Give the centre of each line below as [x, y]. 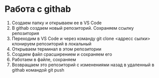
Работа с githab [38, 9]
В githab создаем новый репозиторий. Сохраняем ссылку [73, 28]
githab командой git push [38, 70]
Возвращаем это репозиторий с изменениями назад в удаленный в [83, 65]
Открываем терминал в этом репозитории [57, 49]
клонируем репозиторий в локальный [51, 43]
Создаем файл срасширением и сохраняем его [62, 54]
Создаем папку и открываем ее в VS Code [57, 23]
